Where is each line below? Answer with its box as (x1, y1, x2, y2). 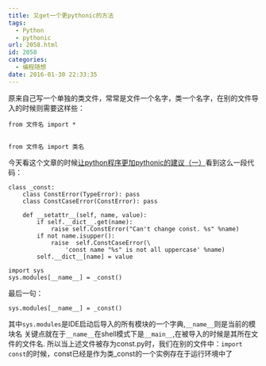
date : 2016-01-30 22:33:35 (8, 71, 98, 78)
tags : (8, 19, 26, 27)
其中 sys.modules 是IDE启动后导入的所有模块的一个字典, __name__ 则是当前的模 (8, 318, 256, 329)
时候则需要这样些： (21, 103, 85, 112)
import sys (8, 266, 44, 274)
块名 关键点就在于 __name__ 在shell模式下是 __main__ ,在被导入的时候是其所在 (8, 329, 252, 338)
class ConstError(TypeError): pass (22, 190, 141, 198)
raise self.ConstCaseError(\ (50, 238, 151, 246)
